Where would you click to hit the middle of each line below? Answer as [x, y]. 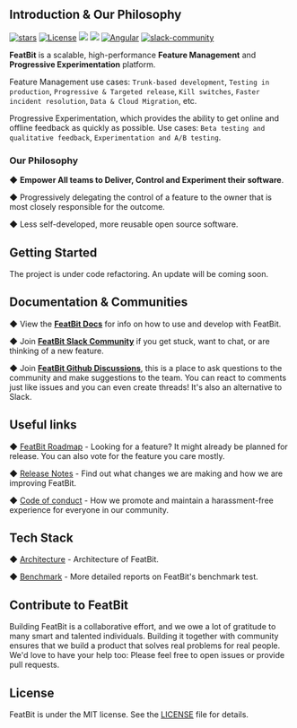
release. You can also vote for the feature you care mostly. [117, 455]
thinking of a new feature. [57, 351]
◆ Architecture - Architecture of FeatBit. [84, 559]
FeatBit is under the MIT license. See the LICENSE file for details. [129, 714]
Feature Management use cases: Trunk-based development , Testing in [140, 82]
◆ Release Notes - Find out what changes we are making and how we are [146, 473]
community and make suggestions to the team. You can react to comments [148, 377]
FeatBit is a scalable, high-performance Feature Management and [133, 55]
